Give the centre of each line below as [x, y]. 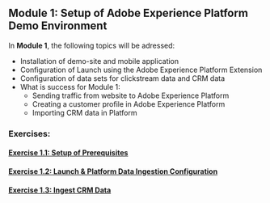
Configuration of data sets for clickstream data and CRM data [122, 78]
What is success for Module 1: [70, 87]
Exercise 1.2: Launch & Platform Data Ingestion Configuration [113, 171]
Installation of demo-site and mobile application [99, 61]
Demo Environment [58, 26]
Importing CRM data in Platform [84, 112]
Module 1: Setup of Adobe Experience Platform [129, 13]
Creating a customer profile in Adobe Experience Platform [129, 104]
